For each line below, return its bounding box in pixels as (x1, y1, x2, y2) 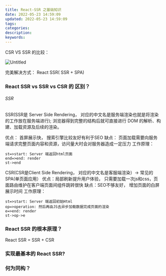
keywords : (5, 35, 26, 40)
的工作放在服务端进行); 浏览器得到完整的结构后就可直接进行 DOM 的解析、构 (5, 118, 161, 124)
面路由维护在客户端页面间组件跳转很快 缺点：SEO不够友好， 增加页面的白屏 (5, 182, 160, 188)
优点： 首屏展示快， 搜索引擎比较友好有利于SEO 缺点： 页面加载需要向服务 (5, 135, 158, 140)
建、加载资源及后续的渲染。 (5, 124, 62, 130)
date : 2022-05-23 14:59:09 (5, 12, 61, 17)
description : (5, 30, 32, 35)
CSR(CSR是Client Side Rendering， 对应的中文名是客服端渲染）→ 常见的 (5, 170, 154, 175)
